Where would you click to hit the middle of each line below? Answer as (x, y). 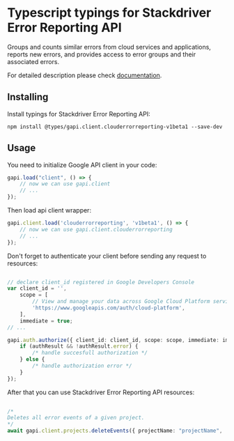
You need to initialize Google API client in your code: (82, 164)
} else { (32, 359)
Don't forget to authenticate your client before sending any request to (107, 256)
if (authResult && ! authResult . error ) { (79, 346)
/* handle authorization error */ (82, 366)
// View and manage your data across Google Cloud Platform (121, 302)
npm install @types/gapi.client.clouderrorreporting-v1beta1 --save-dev (115, 127)
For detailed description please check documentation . (85, 75)
